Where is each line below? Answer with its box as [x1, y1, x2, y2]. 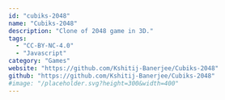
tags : [8, 34, 27, 43]
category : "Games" [8, 57, 70, 65]
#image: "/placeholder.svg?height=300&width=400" [8, 79, 180, 87]
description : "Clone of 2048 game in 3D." [8, 27, 154, 35]
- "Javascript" [15, 49, 67, 57]
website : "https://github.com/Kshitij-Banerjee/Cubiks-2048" [8, 65, 219, 73]
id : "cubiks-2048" [8, 11, 70, 20]
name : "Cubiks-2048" [8, 19, 79, 27]
